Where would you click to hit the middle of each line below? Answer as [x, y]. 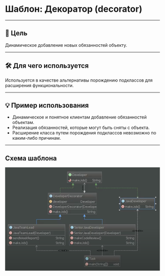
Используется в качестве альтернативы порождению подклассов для [79, 80]
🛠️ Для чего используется [47, 66]
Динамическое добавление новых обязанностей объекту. [66, 45]
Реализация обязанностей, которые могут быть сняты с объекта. [81, 128]
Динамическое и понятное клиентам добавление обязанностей [79, 117]
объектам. [23, 123]
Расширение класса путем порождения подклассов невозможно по [84, 133]
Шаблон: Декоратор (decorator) [74, 9]
